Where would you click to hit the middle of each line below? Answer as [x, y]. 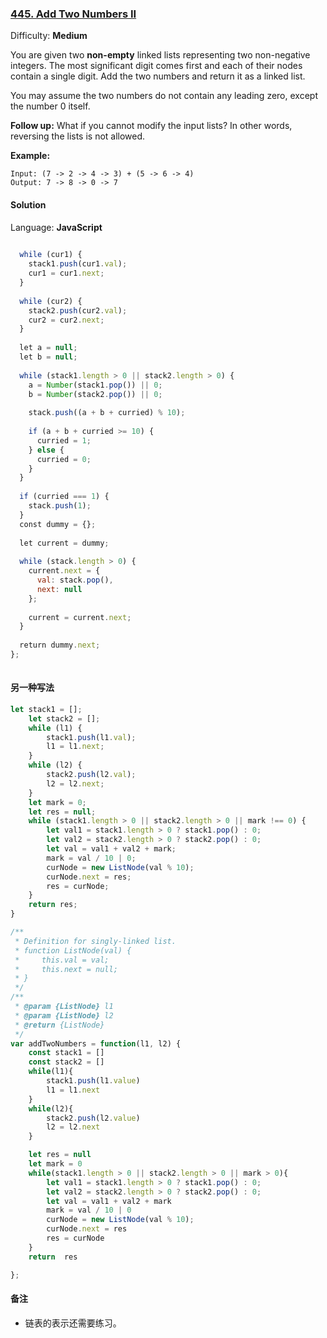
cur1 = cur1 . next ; [66, 273]
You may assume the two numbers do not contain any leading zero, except [164, 96]
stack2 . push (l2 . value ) [93, 1118]
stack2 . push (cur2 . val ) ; [78, 310]
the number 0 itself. [50, 106]
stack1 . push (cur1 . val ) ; [78, 264]
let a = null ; [48, 348]
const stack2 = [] [66, 1062]
